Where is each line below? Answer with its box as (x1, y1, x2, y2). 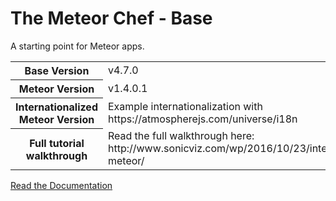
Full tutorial (29, 136, 85, 150)
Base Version (24, 63, 90, 77)
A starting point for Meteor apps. (10, 40, 145, 52)
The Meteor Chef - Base (10, 7, 213, 30)
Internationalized (15, 100, 98, 114)
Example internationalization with (107, 99, 263, 113)
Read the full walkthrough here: (107, 129, 255, 143)
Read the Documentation (10, 180, 113, 192)
